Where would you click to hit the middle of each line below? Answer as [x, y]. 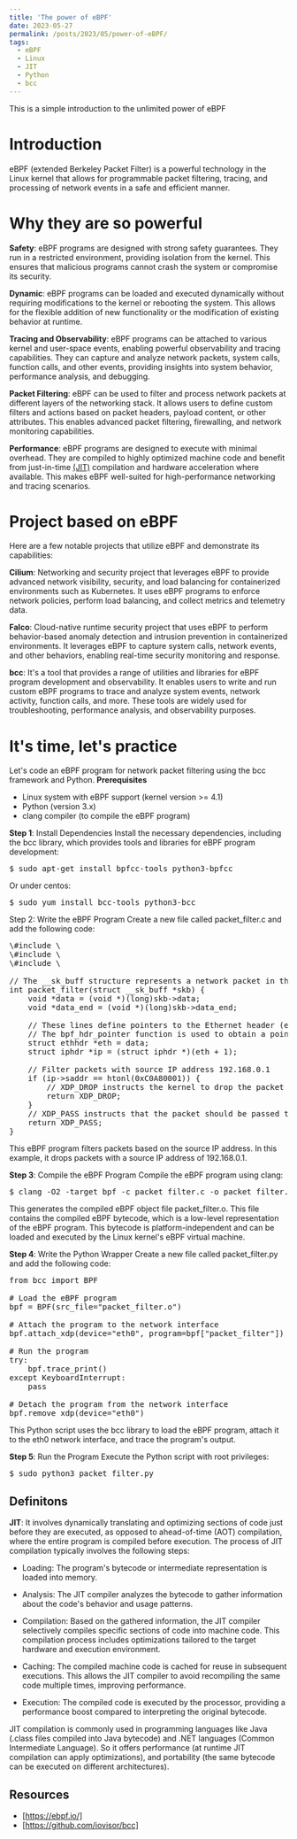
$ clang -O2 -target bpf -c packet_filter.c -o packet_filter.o [152, 1192]
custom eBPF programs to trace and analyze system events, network [135, 692]
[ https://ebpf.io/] [52, 1816]
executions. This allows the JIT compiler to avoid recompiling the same [151, 1676]
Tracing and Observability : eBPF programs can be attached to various [138, 338]
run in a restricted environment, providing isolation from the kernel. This [140, 257]
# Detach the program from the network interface [119, 1405]
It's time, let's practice [93, 746]
